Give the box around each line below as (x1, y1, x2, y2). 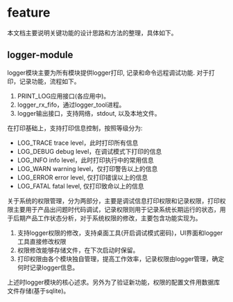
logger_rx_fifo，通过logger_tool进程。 (17, 100, 126, 109)
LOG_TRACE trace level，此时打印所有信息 (17, 139, 139, 147)
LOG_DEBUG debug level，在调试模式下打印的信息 (17, 147, 162, 155)
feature (7, 5, 51, 21)
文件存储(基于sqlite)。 (7, 286, 70, 295)
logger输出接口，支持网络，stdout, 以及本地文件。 (17, 109, 161, 117)
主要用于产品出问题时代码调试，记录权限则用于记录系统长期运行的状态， (12, 205, 220, 213)
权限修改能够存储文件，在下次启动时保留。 (17, 246, 139, 254)
